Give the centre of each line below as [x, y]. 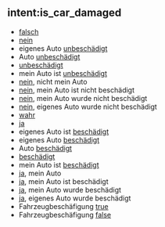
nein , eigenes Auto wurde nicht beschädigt [88, 106]
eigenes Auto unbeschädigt [63, 48]
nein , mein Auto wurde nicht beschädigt [83, 98]
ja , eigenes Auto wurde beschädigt [75, 198]
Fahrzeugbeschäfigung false [65, 214]
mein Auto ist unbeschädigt [63, 73]
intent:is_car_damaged [65, 13]
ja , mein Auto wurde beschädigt [70, 189]
